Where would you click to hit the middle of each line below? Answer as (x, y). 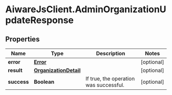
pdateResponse (40, 20)
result (15, 70)
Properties (23, 39)
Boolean (44, 82)
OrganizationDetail (57, 70)
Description (111, 53)
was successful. (105, 85)
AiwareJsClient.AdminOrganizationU (86, 9)
